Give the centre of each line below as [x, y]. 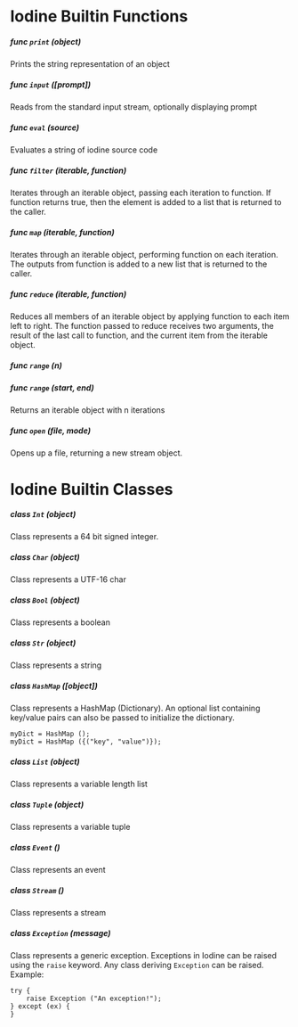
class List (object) [45, 761]
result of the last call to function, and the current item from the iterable [139, 335]
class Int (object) [43, 514]
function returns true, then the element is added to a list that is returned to [146, 202]
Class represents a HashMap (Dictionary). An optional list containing [135, 708]
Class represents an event [58, 870]
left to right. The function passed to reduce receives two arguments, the [142, 326]
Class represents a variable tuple [70, 827]
